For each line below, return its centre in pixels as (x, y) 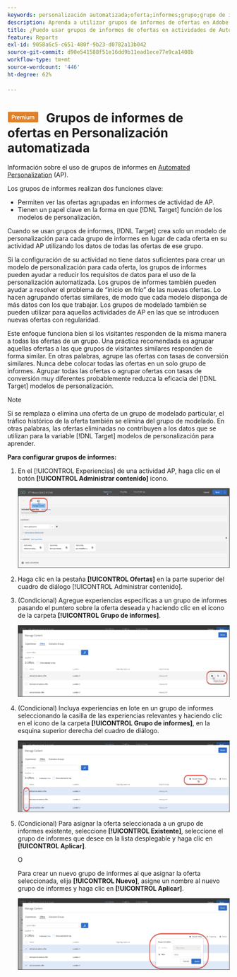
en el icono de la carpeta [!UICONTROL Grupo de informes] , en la (114, 723)
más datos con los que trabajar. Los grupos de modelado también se (107, 305)
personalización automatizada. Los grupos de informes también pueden (112, 282)
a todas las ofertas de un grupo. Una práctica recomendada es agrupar (111, 341)
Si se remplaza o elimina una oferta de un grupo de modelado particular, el (116, 414)
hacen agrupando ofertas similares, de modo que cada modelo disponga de (117, 298)
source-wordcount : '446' (44, 67)
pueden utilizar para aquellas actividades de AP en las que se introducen (113, 312)
